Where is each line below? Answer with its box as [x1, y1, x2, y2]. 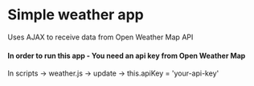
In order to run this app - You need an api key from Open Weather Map [7, 51, 246, 60]
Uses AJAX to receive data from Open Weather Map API [7, 32, 194, 42]
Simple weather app [7, 6, 144, 24]
